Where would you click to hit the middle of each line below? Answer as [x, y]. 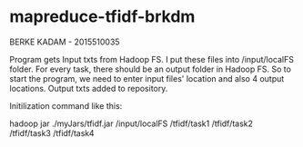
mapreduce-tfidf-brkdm [102, 17]
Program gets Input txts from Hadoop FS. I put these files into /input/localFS [151, 59]
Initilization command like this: [66, 105]
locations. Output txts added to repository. [89, 88]
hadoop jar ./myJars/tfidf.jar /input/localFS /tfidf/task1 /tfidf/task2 [131, 123]
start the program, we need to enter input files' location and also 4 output [147, 78]
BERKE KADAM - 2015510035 [65, 42]
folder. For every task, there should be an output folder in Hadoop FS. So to [150, 69]
